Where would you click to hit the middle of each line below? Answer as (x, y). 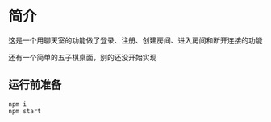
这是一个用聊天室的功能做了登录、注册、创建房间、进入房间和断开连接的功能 (135, 40)
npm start (25, 111)
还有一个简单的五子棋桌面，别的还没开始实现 (83, 57)
